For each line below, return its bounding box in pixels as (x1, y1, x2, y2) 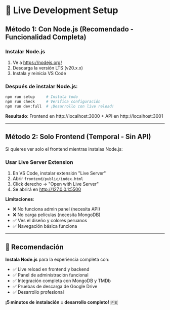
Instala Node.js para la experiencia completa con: (5, 256, 110, 262)
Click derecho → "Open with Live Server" (12, 181, 99, 187)
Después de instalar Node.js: (5, 83, 78, 90)
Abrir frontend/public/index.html (12, 175, 83, 182)
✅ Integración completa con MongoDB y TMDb (12, 278, 111, 284)
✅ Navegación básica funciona (12, 223, 77, 229)
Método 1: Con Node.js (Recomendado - (5, 25, 134, 33)
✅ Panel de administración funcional (12, 271, 89, 278)
